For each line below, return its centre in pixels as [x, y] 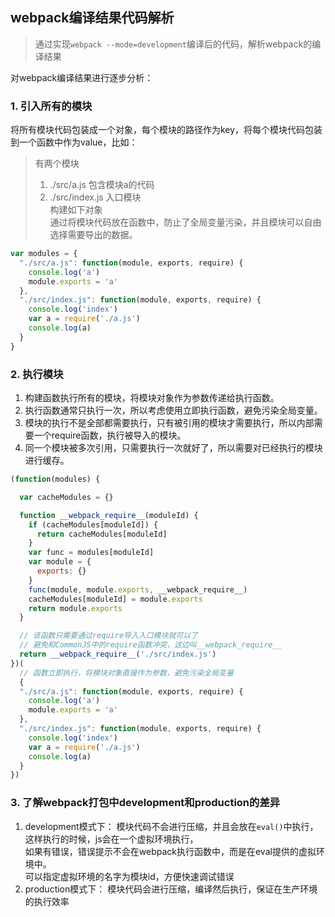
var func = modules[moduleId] [91, 553]
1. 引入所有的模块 [51, 106]
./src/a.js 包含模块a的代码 [102, 185]
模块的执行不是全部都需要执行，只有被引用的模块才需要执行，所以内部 [169, 423]
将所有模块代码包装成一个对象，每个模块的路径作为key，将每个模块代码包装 [166, 130]
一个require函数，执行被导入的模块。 [110, 435]
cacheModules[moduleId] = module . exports [115, 599]
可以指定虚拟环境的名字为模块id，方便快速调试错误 [129, 876]
